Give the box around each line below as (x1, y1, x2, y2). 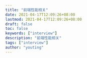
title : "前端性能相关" (5, 7, 48, 13)
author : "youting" (5, 45, 44, 50)
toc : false (5, 26, 28, 31)
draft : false (5, 21, 33, 27)
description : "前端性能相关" (5, 36, 62, 41)
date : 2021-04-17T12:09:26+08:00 (5, 12, 75, 17)
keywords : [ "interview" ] (5, 31, 57, 36)
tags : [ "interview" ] (5, 40, 49, 45)
